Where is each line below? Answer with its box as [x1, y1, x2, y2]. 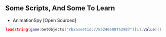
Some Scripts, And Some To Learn [5, 4, 115, 12]
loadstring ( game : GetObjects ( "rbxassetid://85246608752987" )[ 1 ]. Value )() [5, 27, 162, 32]
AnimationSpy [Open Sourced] [12, 17, 77, 23]
